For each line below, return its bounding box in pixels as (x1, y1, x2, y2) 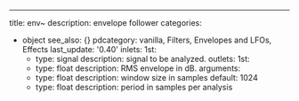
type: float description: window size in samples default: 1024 (35, 73, 258, 82)
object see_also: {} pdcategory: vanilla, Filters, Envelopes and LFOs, (21, 35, 272, 45)
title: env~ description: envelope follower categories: (9, 18, 202, 27)
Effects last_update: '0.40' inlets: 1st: (21, 44, 158, 54)
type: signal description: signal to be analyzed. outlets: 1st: (35, 54, 251, 64)
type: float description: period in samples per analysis (35, 82, 233, 92)
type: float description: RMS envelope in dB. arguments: (35, 63, 241, 74)
